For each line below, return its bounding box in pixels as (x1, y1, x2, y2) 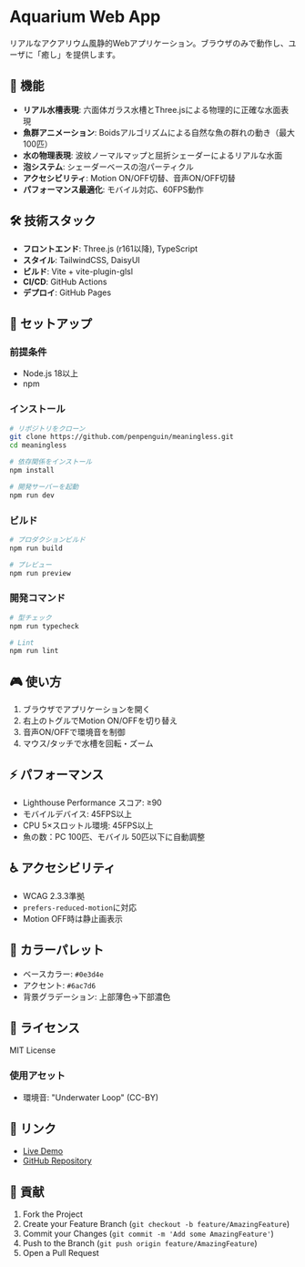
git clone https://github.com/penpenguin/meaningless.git (9, 433, 234, 442)
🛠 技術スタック (9, 213, 97, 229)
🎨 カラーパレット (9, 943, 105, 958)
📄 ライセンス (9, 1020, 80, 1036)
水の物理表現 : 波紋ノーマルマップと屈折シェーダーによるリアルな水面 (22, 149, 283, 160)
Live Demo (22, 1146, 64, 1157)
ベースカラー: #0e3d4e (22, 968, 105, 979)
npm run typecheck (9, 621, 79, 630)
